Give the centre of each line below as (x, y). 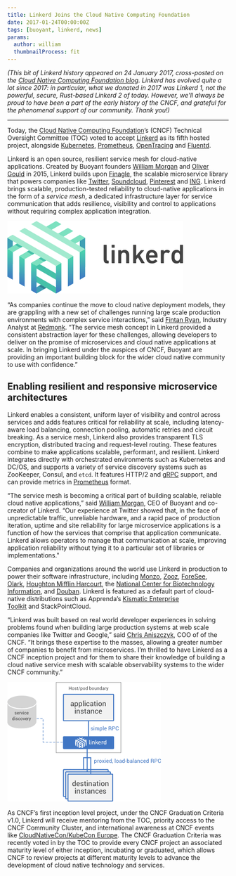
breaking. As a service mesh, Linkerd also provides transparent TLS (105, 437)
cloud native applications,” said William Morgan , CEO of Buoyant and (107, 503)
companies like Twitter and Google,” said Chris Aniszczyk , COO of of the (112, 635)
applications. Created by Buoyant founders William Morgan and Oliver (108, 166)
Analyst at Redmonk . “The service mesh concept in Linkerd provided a (109, 327)
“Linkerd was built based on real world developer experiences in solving (112, 619)
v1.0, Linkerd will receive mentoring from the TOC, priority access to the (111, 820)
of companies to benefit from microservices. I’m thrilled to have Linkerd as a (118, 650)
